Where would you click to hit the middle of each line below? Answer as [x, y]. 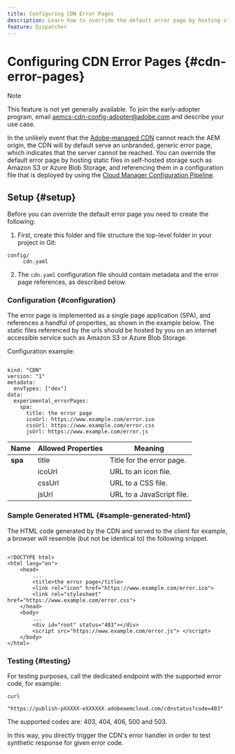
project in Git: [37, 243]
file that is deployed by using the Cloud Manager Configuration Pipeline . [111, 175]
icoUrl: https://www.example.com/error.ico [90, 419]
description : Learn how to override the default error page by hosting [114, 20]
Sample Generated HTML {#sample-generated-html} [99, 516]
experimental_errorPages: [51, 401]
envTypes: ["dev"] [41, 389]
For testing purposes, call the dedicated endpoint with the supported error [114, 676]
